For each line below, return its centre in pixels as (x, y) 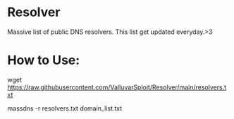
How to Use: (44, 60)
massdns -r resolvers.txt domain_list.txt (65, 108)
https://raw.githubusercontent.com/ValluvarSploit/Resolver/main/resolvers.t (117, 87)
